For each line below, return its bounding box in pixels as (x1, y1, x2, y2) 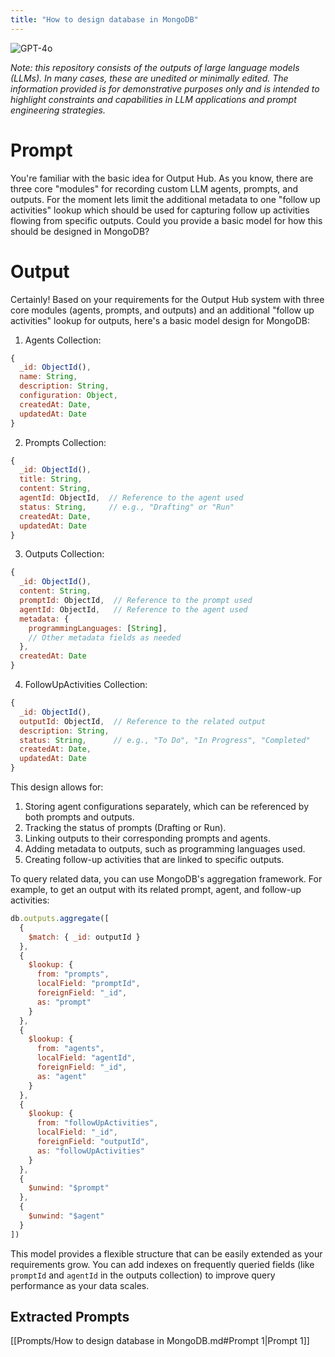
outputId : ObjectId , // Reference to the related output (19, 716, 267, 726)
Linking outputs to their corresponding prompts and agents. (24, 832, 271, 844)
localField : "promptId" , (36, 979, 141, 989)
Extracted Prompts (10, 1309, 130, 1326)
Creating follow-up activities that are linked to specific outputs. (24, 854, 285, 865)
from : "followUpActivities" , (36, 1118, 159, 1128)
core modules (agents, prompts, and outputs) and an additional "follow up (10, 304, 315, 316)
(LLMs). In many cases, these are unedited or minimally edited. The (10, 72, 289, 84)
